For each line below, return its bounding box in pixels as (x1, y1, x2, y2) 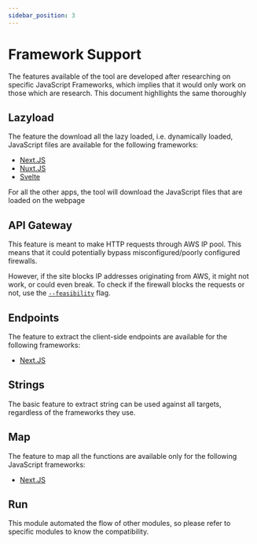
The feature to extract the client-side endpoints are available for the (8, 332, 228, 341)
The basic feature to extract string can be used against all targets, (8, 399, 222, 409)
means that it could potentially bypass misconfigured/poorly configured (8, 248, 240, 257)
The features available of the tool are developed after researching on (8, 72, 231, 81)
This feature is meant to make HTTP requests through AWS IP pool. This (8, 239, 242, 249)
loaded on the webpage (8, 196, 85, 205)
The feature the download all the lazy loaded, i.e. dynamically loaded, (8, 131, 233, 142)
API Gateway (8, 218, 73, 232)
